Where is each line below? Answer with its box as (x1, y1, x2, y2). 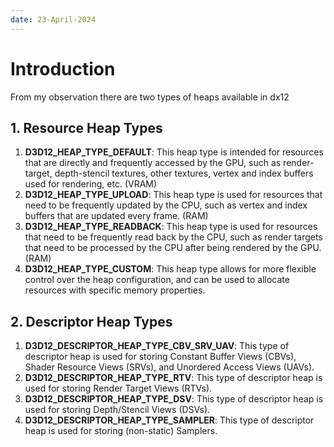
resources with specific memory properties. (24, 284, 206, 296)
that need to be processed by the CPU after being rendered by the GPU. (24, 242, 322, 254)
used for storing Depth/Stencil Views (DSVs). (24, 404, 211, 416)
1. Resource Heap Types (10, 119, 163, 136)
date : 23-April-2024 (10, 14, 97, 25)
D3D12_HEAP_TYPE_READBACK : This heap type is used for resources (24, 221, 318, 233)
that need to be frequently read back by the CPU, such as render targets (24, 231, 323, 243)
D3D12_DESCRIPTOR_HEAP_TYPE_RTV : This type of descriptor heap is (24, 372, 323, 384)
